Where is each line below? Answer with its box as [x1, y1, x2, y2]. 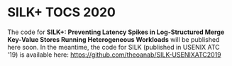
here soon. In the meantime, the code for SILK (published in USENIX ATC [7, 43, 220, 51]
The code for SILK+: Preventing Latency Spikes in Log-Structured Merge [7, 28, 225, 36]
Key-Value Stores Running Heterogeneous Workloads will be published [7, 35, 220, 43]
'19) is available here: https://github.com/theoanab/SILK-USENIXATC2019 [7, 50, 221, 59]
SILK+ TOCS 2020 [7, 4, 116, 21]
